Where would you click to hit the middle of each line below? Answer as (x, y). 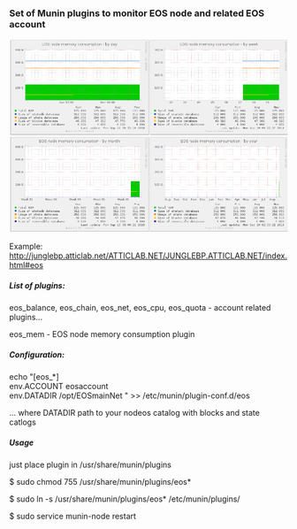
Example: (26, 247)
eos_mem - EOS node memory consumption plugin (102, 334)
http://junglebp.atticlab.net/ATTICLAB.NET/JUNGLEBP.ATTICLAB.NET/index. (148, 256)
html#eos (27, 265)
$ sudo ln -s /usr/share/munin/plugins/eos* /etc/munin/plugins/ (125, 499)
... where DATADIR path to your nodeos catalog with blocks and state (135, 413)
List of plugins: (37, 285)
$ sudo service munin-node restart (73, 517)
